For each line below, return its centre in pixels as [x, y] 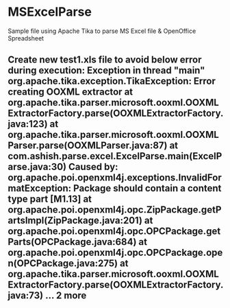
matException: [40, 188]
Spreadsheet [26, 38]
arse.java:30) [37, 167]
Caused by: [93, 167]
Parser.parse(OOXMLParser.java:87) [88, 146]
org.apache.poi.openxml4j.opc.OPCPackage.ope [115, 253]
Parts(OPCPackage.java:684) [72, 242]
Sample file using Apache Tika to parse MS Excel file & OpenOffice [102, 31]
